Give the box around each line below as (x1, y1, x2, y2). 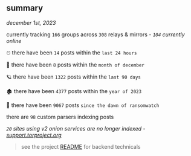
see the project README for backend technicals (21, 143, 141, 150)
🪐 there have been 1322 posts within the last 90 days (6, 73, 141, 80)
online (6, 37, 22, 44)
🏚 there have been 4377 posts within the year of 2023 (6, 87, 142, 94)
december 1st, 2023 (6, 19, 56, 26)
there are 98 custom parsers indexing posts (6, 113, 114, 120)
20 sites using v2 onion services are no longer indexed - (6, 125, 146, 132)
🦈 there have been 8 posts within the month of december (6, 61, 145, 68)
